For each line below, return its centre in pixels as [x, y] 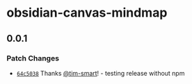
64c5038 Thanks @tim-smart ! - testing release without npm [101, 73]
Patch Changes [33, 58]
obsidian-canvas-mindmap [87, 13]
